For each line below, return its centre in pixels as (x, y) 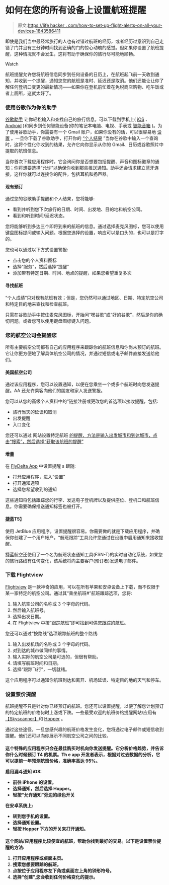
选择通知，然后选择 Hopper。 (43, 788)
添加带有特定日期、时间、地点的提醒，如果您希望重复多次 (72, 273)
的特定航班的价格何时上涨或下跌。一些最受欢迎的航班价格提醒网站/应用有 (81, 712)
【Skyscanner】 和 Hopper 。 (35, 719)
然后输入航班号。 (30, 610)
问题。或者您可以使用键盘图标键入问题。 (51, 321)
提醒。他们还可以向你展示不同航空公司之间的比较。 (58, 736)
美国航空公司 (18, 372)
